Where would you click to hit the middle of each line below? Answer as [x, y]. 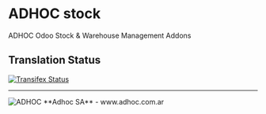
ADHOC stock [55, 14]
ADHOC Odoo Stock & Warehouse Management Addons [100, 35]
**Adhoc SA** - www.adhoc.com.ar [104, 101]
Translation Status [55, 60]
